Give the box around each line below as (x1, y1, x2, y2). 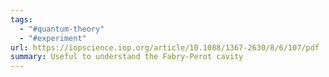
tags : (10, 14, 33, 25)
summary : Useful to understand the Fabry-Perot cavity (10, 52, 244, 62)
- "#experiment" (19, 33, 87, 43)
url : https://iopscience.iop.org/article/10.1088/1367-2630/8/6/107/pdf (10, 42, 320, 53)
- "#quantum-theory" (19, 24, 105, 34)
